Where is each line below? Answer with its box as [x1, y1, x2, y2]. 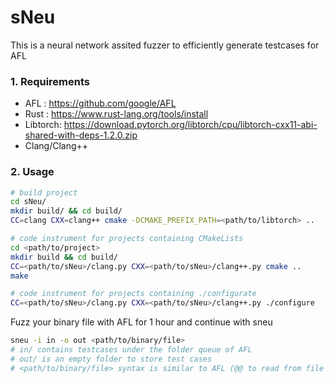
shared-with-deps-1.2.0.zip [24, 129, 138, 141]
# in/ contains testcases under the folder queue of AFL [10, 345, 253, 355]
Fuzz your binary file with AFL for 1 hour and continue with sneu [10, 316, 273, 328]
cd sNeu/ [10, 197, 47, 207]
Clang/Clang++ [24, 140, 89, 152]
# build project [10, 187, 78, 198]
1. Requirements [10, 74, 91, 88]
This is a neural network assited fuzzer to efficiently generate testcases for [10, 39, 320, 51]
